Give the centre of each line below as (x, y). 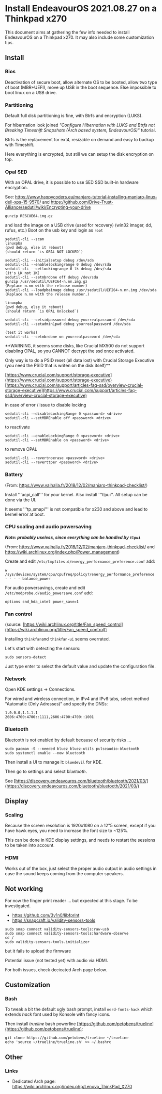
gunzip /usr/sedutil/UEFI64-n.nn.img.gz (46, 282)
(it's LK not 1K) (22, 273)
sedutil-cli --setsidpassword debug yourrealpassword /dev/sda (70, 320)
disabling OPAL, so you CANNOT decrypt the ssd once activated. (70, 351)
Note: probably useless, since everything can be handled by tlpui (73, 537)
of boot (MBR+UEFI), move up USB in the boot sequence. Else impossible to (81, 87)
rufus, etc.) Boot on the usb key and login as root (54, 230)
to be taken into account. (30, 845)
